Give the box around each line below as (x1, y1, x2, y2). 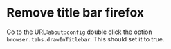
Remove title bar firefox (6, 5, 145, 21)
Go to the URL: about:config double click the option (6, 28, 153, 36)
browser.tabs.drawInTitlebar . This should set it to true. (6, 35, 165, 43)
